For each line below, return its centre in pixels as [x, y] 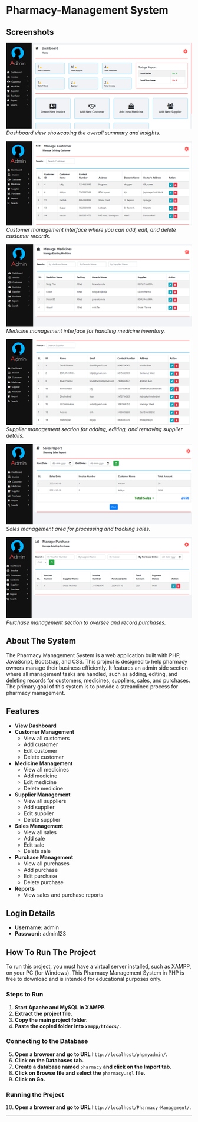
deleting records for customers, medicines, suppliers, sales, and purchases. [98, 680]
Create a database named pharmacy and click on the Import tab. [93, 1067]
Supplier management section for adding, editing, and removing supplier [95, 429]
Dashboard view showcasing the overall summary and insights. [83, 133]
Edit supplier [39, 813]
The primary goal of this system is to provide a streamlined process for [92, 686]
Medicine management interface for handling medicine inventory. [86, 331]
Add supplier [39, 807]
